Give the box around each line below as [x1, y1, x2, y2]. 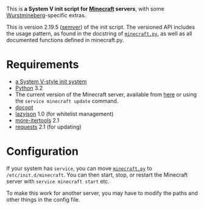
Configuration [6, 144, 79, 158]
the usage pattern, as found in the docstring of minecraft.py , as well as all [6, 30, 192, 37]
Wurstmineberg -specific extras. [6, 12, 86, 19]
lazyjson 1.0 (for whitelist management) [15, 110, 114, 118]
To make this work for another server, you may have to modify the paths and [6, 189, 198, 197]
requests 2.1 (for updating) [15, 123, 82, 130]
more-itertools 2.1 [15, 116, 60, 124]
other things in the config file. [6, 196, 80, 203]
